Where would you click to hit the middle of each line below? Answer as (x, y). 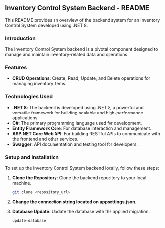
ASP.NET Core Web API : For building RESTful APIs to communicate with (86, 133)
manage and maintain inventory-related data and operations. (67, 55)
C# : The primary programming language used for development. (77, 123)
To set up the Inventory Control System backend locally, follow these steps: (82, 168)
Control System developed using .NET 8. (47, 25)
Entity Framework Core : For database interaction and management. (82, 128)
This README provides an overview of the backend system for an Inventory (82, 20)
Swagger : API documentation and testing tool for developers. (75, 144)
